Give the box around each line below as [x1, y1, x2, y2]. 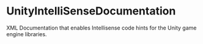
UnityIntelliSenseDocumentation [6, 4, 176, 18]
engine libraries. [6, 30, 47, 37]
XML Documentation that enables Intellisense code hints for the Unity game [6, 24, 197, 31]
